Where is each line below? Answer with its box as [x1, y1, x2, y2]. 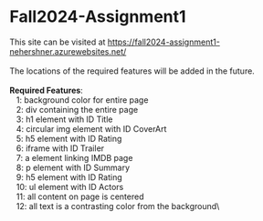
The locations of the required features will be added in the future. [9, 65, 256, 76]
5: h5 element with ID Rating [16, 133, 122, 144]
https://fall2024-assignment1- [107, 36, 221, 47]
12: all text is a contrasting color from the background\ [16, 200, 220, 211]
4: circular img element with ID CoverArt [16, 123, 167, 134]
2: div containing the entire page [16, 104, 139, 115]
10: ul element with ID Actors [16, 181, 124, 192]
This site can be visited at [9, 36, 106, 47]
